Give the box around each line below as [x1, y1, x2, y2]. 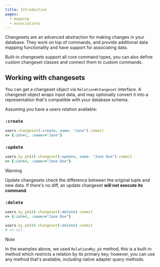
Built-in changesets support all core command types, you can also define [5, 54, 153, 60]
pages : [5, 12, 19, 17]
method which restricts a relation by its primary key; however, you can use [5, 251, 155, 257]
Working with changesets [5, 73, 86, 82]
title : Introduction [5, 7, 47, 12]
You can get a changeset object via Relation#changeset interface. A [5, 87, 141, 92]
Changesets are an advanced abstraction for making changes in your [5, 34, 144, 40]
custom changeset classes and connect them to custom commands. [5, 59, 143, 65]
